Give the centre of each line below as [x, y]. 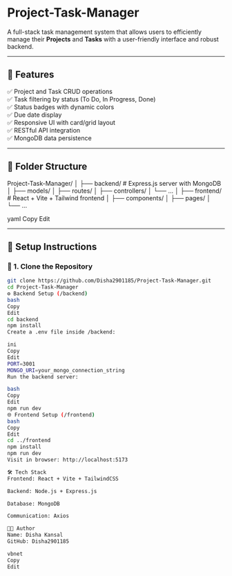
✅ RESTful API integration [44, 130]
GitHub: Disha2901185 [38, 541]
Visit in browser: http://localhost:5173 [68, 460]
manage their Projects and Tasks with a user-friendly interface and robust [113, 39]
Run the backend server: [43, 377]
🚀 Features [31, 75]
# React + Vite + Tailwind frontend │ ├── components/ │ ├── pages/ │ [109, 198]
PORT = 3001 [21, 364]
